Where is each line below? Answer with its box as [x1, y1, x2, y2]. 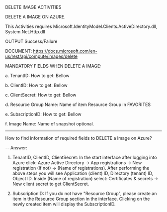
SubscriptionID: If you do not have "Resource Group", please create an [12, 191, 157, 196]
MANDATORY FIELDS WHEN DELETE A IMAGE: [5, 63, 102, 69]
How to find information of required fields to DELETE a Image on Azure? [5, 135, 152, 141]
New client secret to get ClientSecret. [12, 181, 89, 187]
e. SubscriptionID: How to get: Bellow [5, 111, 82, 117]
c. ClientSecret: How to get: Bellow [5, 92, 77, 98]
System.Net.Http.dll [5, 29, 46, 34]
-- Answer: [5, 145, 27, 151]
